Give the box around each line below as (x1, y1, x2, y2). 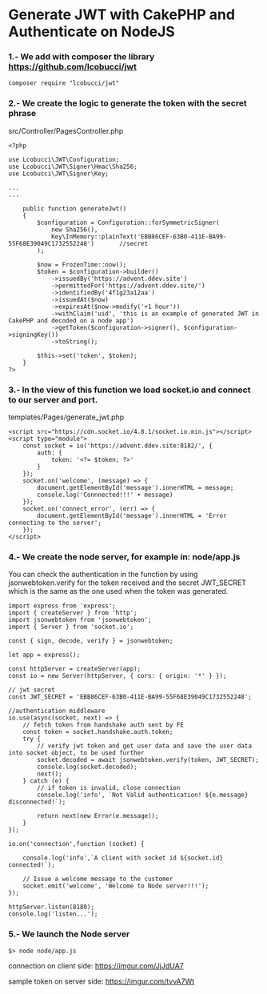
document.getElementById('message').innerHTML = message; (37, 484, 234, 492)
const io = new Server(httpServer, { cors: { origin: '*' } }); (8, 672, 227, 680)
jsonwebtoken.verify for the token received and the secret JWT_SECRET (8, 578, 246, 587)
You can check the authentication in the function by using (8, 570, 198, 579)
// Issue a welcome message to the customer (22, 875, 173, 884)
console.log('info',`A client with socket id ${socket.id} (22, 854, 224, 862)
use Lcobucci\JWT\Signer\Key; (8, 170, 110, 178)
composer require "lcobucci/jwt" (8, 79, 120, 87)
